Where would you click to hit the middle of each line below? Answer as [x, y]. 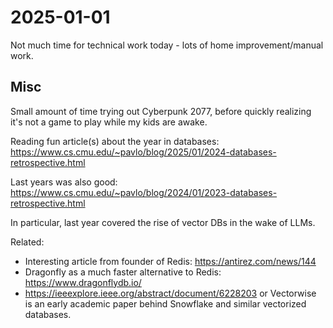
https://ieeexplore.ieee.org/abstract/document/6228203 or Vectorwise [170, 293]
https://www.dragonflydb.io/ [83, 282]
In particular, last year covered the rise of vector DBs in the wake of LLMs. [163, 222]
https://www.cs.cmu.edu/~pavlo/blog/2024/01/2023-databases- [144, 192]
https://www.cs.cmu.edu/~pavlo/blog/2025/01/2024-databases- [143, 152]
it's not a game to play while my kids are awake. [109, 122]
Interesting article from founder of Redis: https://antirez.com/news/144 [170, 261]
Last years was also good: [64, 182]
